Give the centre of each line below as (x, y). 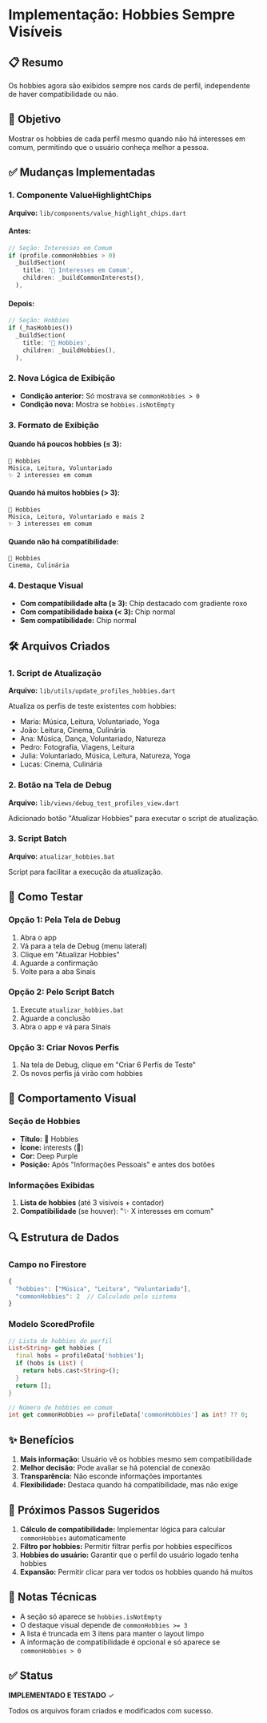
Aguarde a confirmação (59, 963)
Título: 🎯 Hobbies (49, 1139)
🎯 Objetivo (35, 119)
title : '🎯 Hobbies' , (57, 342)
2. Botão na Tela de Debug (60, 785)
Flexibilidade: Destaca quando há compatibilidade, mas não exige (129, 1485)
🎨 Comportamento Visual (72, 1099)
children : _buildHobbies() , (69, 350)
